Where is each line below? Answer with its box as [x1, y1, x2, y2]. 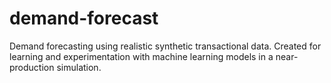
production [9, 61, 55, 73]
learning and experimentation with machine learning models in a [9, 50, 274, 62]
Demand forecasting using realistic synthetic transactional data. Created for [9, 40, 322, 52]
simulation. [56, 61, 102, 73]
